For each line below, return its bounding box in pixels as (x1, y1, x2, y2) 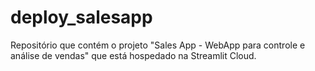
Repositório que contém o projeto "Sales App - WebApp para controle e (10, 39, 306, 51)
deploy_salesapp (10, 6, 153, 29)
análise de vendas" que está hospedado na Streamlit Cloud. (10, 49, 257, 61)
